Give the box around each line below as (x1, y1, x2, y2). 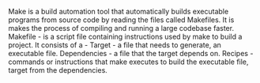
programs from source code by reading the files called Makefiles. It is (8, 15, 235, 25)
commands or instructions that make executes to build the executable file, (8, 57, 249, 66)
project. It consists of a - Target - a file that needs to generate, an (8, 40, 221, 50)
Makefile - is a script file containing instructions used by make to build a (8, 32, 243, 41)
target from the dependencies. (8, 66, 108, 74)
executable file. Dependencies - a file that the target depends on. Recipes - (8, 49, 254, 58)
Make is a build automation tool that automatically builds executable (8, 7, 229, 16)
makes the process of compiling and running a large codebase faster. (8, 24, 235, 32)
